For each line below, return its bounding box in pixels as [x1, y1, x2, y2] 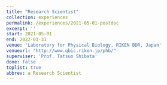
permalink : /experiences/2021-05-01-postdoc [6, 20, 119, 26]
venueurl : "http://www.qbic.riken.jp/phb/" [6, 48, 117, 54]
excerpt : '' [6, 25, 36, 32]
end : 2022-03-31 [6, 37, 47, 42]
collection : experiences [6, 14, 68, 20]
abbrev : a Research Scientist [6, 70, 82, 76]
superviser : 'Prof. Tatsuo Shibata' [6, 53, 98, 59]
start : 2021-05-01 [6, 31, 52, 37]
